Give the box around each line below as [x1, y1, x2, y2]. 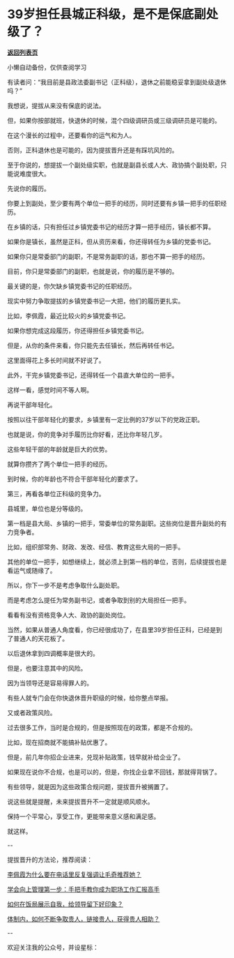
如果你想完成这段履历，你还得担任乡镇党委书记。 [7, 326, 148, 335]
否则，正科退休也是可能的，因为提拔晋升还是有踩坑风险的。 [7, 146, 178, 154]
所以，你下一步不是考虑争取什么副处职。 [7, 581, 123, 590]
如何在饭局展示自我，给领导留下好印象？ [7, 899, 123, 908]
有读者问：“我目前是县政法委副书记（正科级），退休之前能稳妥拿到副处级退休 [7, 77, 227, 86]
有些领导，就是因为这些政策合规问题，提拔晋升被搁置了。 [7, 782, 172, 791]
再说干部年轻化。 [7, 401, 56, 409]
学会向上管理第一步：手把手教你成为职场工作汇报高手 [7, 885, 160, 893]
